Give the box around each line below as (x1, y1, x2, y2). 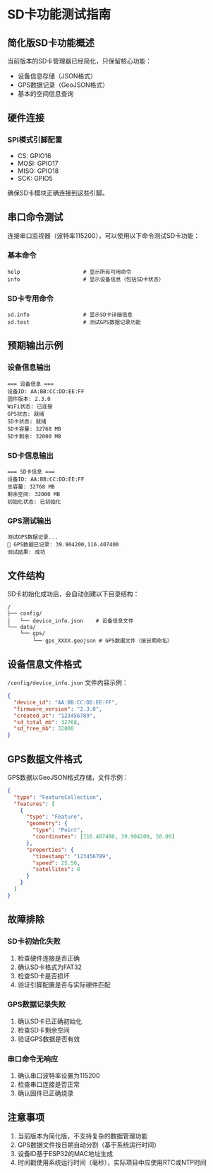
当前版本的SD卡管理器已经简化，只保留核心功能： (7, 57, 152, 65)
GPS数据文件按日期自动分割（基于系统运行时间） (17, 1141, 161, 1149)
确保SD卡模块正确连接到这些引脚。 (7, 188, 109, 197)
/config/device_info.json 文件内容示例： (7, 678, 128, 687)
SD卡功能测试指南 (7, 6, 111, 23)
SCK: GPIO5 (17, 174, 53, 182)
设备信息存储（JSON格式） (17, 72, 97, 80)
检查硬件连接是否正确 (17, 954, 80, 962)
